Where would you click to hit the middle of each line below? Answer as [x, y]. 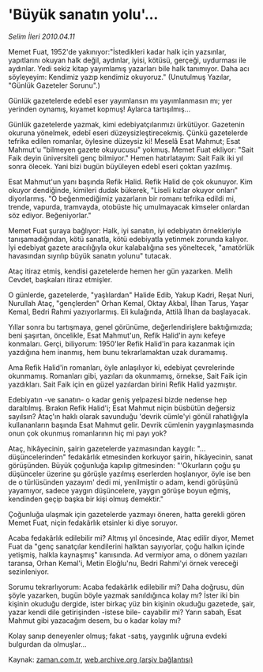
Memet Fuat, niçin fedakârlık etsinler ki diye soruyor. [93, 523]
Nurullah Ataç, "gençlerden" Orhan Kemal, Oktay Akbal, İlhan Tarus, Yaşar [128, 303]
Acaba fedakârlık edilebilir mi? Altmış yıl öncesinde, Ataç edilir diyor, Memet [131, 538]
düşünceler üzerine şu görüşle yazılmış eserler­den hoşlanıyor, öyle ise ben [130, 474]
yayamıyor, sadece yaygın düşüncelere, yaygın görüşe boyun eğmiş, [120, 490]
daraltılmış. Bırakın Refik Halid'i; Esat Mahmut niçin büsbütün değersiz [122, 408]
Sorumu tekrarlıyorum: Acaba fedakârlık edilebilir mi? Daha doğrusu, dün [126, 587]
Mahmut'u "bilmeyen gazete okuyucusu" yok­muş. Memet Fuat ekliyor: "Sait [131, 149]
